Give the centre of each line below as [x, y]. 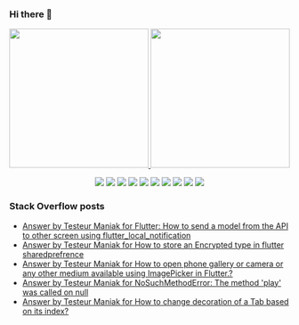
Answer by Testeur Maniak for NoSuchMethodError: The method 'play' [152, 282]
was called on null [55, 292]
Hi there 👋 [31, 14]
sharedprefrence [53, 254]
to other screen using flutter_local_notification [106, 235]
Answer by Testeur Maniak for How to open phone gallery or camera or [153, 264]
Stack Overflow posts [57, 207]
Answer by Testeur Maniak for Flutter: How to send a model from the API [155, 225]
